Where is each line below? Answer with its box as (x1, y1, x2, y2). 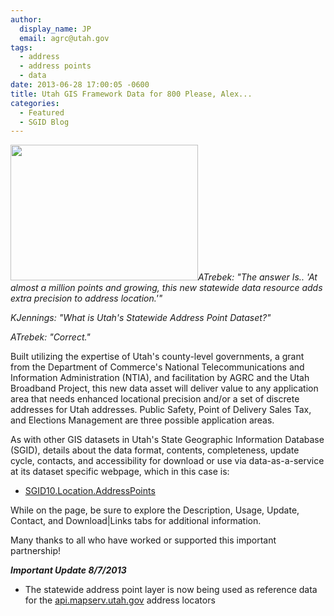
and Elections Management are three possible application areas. (10, 414, 275, 426)
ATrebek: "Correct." (10, 331, 91, 343)
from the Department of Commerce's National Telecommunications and (10, 361, 305, 373)
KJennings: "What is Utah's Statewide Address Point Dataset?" (10, 312, 272, 324)
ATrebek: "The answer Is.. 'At (198, 271, 318, 283)
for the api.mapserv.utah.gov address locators (24, 594, 216, 606)
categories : (10, 98, 60, 108)
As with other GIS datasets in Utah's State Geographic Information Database (10, 434, 325, 446)
